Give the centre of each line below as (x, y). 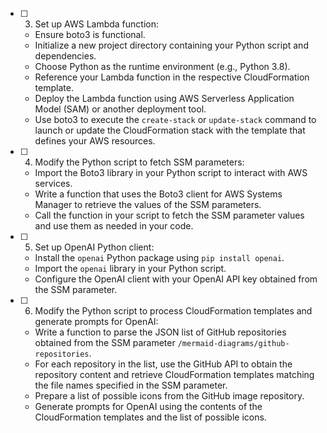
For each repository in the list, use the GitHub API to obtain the (163, 364)
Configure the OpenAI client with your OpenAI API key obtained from (176, 279)
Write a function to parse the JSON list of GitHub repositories (160, 332)
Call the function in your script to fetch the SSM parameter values (169, 215)
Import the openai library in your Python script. (130, 268)
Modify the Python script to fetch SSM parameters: (139, 162)
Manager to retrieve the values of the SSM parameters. (148, 204)
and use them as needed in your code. (114, 226)
